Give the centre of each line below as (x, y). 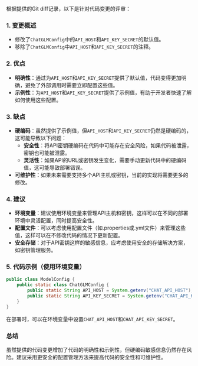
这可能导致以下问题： (40, 138)
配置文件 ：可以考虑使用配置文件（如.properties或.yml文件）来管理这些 (100, 228)
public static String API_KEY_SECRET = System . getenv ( (96, 296)
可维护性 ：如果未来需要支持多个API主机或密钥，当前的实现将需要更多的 (101, 175)
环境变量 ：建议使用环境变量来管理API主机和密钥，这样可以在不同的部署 (101, 213)
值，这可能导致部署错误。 (55, 167)
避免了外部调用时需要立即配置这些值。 (72, 85)
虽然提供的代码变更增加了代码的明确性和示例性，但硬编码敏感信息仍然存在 (96, 350)
